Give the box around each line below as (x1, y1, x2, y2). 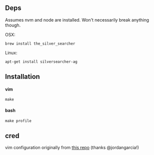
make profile (5, 118, 32, 123)
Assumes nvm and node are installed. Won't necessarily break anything (5, 17, 149, 23)
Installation (5, 73, 40, 81)
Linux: (5, 50, 18, 55)
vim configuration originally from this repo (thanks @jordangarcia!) (5, 145, 139, 151)
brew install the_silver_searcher (5, 41, 76, 46)
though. (5, 22, 21, 28)
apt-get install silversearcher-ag (5, 59, 78, 64)
